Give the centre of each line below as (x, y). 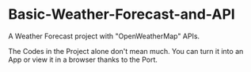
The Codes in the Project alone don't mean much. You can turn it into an (126, 51)
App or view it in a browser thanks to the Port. (83, 59)
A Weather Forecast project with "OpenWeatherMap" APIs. (104, 36)
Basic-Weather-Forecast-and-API (122, 14)
